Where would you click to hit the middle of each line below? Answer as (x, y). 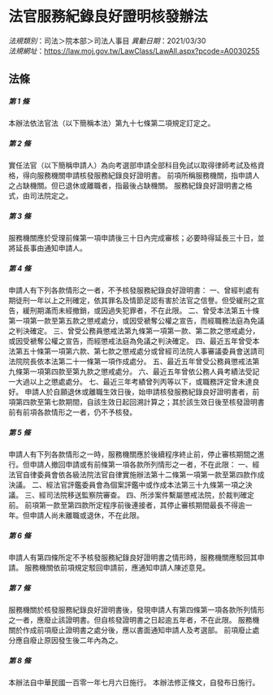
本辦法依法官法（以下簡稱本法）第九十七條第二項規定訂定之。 (112, 124)
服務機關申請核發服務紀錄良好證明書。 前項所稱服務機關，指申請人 (148, 176)
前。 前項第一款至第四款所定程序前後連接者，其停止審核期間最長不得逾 (127, 506)
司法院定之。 (51, 196)
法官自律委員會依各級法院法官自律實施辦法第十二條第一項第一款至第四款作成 (136, 475)
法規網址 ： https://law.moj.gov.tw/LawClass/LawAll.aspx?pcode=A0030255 (134, 50)
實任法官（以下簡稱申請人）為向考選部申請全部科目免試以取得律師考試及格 (133, 165)
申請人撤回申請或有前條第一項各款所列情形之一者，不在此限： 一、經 (145, 465)
